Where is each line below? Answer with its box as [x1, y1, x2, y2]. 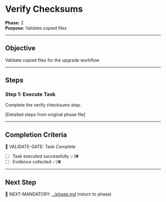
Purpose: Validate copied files [5, 25, 67, 31]
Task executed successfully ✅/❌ [12, 153, 79, 159]
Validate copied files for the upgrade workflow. [5, 57, 100, 63]
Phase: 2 [5, 20, 24, 26]
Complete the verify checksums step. [5, 102, 82, 108]
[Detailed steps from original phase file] [5, 112, 85, 118]
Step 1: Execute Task [5, 91, 56, 98]
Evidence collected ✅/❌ [12, 159, 61, 165]
